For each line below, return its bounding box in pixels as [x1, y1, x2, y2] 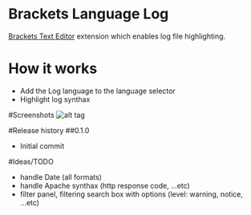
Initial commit [19, 141, 65, 151]
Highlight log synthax [19, 94, 91, 104]
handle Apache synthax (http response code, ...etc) [19, 181, 190, 190]
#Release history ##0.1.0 [8, 125, 90, 135]
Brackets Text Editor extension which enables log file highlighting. [8, 31, 226, 41]
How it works [8, 59, 98, 78]
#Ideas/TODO [8, 156, 54, 166]
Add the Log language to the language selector [19, 86, 176, 95]
